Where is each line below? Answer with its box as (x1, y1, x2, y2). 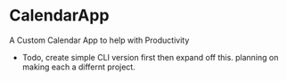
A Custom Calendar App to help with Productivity (9, 35, 190, 45)
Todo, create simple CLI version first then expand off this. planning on (21, 52, 279, 62)
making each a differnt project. (21, 61, 135, 72)
